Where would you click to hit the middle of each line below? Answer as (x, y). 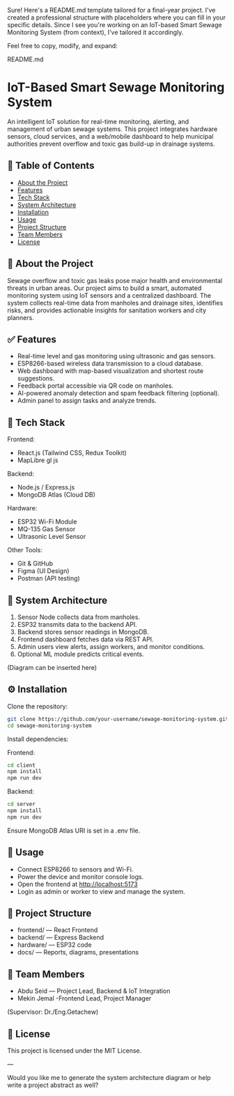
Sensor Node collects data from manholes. (79, 617)
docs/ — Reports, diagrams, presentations (78, 952)
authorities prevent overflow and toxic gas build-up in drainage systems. (111, 144)
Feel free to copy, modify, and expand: (63, 46)
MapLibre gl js (38, 460)
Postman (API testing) (48, 579)
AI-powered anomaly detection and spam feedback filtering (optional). (118, 393)
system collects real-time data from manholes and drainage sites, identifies (115, 303)
